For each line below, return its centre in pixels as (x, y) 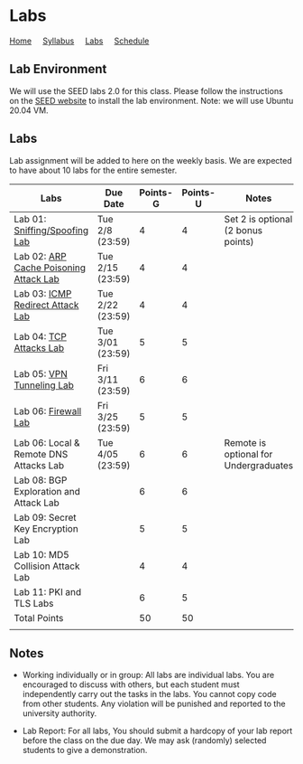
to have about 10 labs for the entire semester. (93, 170)
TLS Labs (34, 603)
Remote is (245, 442)
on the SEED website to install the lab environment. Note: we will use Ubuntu (151, 100)
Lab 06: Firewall (48, 410)
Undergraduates (259, 465)
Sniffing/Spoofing (51, 230)
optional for (248, 454)
